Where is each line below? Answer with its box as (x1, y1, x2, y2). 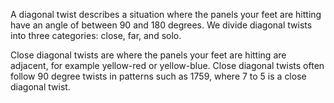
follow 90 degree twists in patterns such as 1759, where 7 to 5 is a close (10, 70, 307, 82)
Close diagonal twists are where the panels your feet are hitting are (10, 49, 287, 61)
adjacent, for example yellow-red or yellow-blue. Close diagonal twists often (10, 60, 325, 71)
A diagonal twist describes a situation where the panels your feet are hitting (10, 9, 322, 20)
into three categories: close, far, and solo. (10, 30, 182, 41)
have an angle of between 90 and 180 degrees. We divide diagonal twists (10, 19, 313, 31)
